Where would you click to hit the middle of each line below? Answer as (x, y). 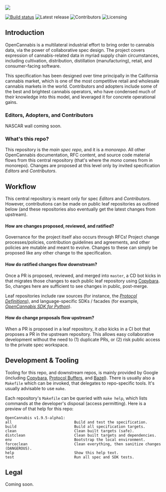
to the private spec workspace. (37, 345)
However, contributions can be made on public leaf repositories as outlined (82, 204)
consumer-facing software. (33, 66)
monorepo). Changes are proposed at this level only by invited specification (83, 166)
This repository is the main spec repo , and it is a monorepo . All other (75, 150)
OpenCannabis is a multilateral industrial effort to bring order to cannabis (80, 44)
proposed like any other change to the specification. (59, 253)
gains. (11, 102)
